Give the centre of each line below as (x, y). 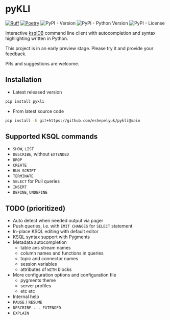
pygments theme (38, 280)
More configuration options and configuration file (64, 275)
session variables (39, 264)
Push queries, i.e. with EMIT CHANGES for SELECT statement (72, 226)
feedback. (16, 54)
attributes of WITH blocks (46, 269)
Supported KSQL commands (52, 136)
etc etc (28, 291)
